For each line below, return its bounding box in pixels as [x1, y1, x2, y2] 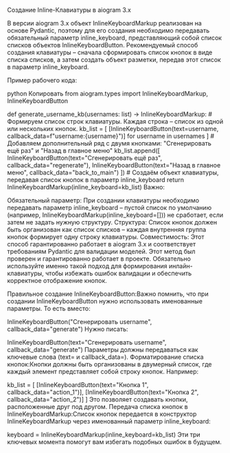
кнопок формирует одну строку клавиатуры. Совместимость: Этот [7, 233, 205, 241]
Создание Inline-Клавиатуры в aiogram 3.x [7, 6, 132, 14]
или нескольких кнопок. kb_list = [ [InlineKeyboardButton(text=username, [7, 125, 219, 132]
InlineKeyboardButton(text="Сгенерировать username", [7, 338, 167, 346]
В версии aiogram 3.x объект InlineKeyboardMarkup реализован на [7, 19, 203, 27]
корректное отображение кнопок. [7, 277, 108, 284]
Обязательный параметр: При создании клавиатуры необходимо [7, 196, 200, 205]
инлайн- [168, 262, 194, 270]
